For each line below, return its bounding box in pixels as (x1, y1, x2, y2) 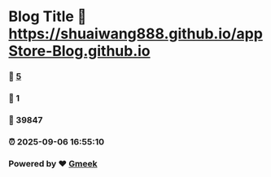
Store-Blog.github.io (8, 42, 151, 60)
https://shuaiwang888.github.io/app (8, 24, 263, 43)
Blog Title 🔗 (8, 7, 87, 26)
